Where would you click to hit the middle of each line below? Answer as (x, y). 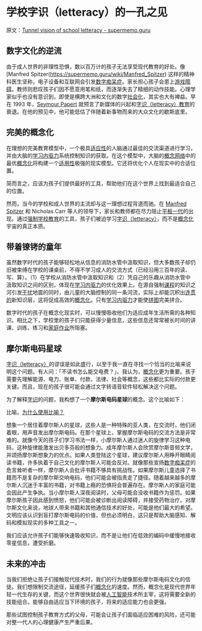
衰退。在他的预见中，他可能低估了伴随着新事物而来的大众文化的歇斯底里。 (98, 111)
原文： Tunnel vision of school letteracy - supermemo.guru (78, 30)
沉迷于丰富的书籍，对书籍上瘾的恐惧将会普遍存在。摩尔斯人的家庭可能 (109, 485)
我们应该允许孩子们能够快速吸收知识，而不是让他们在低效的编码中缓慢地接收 (101, 535)
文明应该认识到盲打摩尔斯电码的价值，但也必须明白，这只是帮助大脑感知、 (98, 515)
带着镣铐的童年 (34, 247)
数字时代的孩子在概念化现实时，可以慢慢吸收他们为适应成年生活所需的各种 (98, 312)
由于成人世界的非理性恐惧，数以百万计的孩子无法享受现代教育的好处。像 (96, 66)
